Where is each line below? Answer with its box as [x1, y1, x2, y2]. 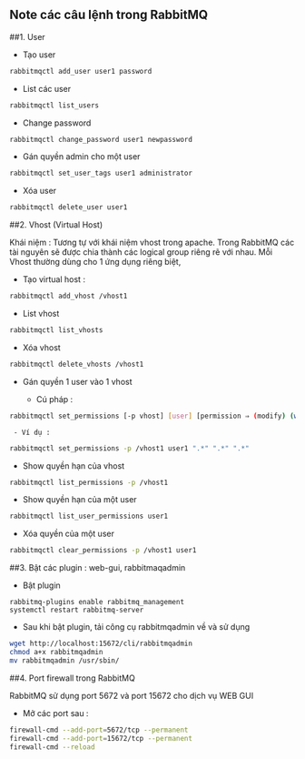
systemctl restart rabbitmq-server [9, 605, 144, 615]
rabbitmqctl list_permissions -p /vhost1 [9, 478, 169, 487]
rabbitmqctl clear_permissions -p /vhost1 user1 [9, 546, 197, 555]
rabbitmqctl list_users [9, 100, 100, 110]
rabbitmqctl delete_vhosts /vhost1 [9, 359, 144, 369]
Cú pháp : [35, 393, 74, 404]
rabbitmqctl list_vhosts [9, 326, 103, 335]
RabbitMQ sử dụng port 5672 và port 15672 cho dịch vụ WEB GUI [9, 690, 254, 701]
